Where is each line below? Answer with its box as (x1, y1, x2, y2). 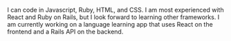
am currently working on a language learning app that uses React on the (7, 20, 213, 28)
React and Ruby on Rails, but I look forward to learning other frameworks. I (7, 13, 220, 21)
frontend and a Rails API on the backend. (7, 27, 124, 36)
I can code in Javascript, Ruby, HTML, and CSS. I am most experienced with (7, 6, 224, 14)
